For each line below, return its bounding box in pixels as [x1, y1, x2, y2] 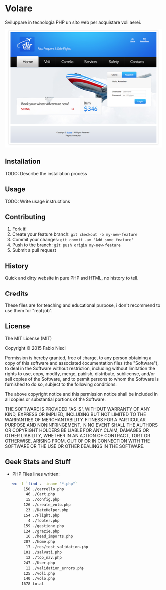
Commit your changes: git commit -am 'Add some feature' [12, 237, 134, 243]
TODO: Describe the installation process [5, 170, 87, 176]
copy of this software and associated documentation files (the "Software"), [5, 360, 159, 366]
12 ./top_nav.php [25, 555, 62, 560]
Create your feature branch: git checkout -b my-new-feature [12, 231, 138, 237]
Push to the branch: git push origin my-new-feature [12, 242, 121, 248]
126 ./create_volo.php [23, 502, 71, 507]
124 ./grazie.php [23, 529, 60, 534]
